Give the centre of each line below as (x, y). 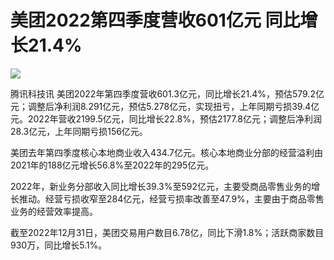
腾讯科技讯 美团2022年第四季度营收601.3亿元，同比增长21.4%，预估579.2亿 (167, 93)
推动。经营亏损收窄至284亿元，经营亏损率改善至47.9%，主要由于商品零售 (171, 198)
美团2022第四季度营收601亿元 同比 (155, 20)
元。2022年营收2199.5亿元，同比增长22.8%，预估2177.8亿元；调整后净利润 (166, 118)
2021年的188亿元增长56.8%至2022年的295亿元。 (112, 165)
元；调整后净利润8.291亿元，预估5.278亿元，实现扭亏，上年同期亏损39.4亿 (165, 106)
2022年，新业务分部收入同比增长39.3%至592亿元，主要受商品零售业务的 (161, 186)
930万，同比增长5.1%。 (59, 245)
